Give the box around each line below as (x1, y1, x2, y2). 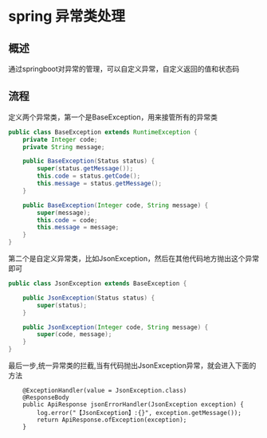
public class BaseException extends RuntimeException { (8, 128, 198, 136)
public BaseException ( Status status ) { (22, 157, 155, 166)
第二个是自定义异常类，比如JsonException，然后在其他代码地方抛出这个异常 (8, 254, 260, 264)
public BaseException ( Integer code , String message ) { (22, 201, 209, 209)
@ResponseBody (22, 393, 69, 402)
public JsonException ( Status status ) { (22, 294, 155, 302)
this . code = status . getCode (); (37, 172, 141, 180)
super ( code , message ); (37, 330, 112, 338)
